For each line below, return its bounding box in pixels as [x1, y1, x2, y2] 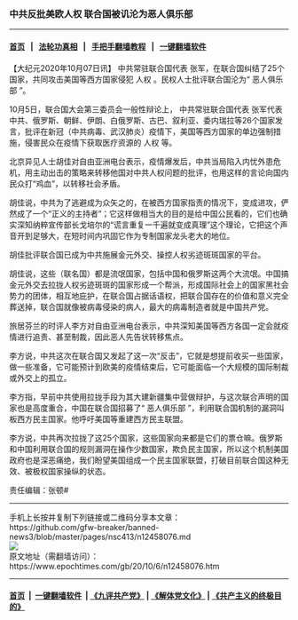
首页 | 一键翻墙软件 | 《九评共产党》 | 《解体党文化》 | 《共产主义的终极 [9, 591, 275, 601]
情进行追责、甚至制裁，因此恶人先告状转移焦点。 [9, 331, 188, 342]
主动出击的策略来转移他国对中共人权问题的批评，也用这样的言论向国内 [32, 167, 289, 178]
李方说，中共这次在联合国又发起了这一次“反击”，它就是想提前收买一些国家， [9, 350, 288, 361]
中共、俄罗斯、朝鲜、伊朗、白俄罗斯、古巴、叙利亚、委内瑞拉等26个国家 [9, 115, 276, 125]
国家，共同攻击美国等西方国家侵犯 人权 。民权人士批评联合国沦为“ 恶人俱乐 [9, 74, 284, 84]
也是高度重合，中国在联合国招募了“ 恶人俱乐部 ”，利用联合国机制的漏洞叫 [16, 402, 286, 413]
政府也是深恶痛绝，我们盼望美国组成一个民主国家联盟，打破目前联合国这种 [9, 455, 281, 465]
